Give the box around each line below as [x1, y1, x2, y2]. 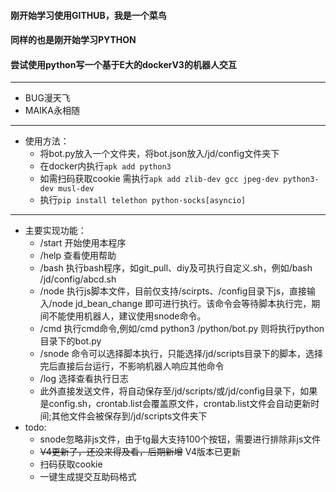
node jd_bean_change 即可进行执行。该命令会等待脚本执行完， [51, 298, 312, 310]
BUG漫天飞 [24, 92, 71, 104]
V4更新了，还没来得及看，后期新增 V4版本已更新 [39, 446, 241, 458]
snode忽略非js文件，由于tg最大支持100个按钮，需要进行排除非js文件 [39, 433, 322, 445]
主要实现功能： [24, 225, 87, 237]
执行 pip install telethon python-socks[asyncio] [39, 194, 247, 206]
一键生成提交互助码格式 [39, 471, 137, 483]
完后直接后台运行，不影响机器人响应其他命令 [39, 360, 225, 372]
